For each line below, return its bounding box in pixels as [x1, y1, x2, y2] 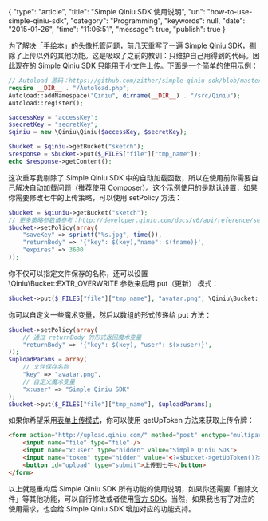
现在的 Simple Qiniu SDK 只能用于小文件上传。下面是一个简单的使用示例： [14, 61, 259, 70]
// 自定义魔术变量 [22, 377, 76, 385]
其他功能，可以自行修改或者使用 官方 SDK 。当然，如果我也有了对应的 [29, 494, 255, 503]
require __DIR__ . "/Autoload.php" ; [8, 84, 130, 92]
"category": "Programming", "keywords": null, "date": [70, 16, 246, 26]
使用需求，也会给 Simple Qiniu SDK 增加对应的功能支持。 [8, 503, 196, 513]
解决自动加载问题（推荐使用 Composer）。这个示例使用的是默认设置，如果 [14, 183, 258, 192]
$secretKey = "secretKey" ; [8, 120, 98, 129]
